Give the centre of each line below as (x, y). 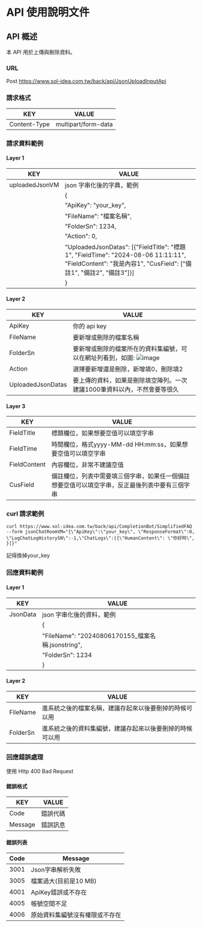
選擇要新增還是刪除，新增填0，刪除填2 (128, 369)
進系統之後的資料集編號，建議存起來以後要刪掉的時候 (117, 728)
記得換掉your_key (28, 556)
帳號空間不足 (49, 903)
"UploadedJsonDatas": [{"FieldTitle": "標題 (125, 247)
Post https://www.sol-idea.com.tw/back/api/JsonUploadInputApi (86, 81)
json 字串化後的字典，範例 (102, 185)
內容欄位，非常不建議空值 (88, 465)
